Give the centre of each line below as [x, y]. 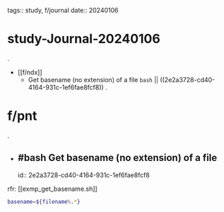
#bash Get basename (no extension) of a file [117, 158]
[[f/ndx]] [30, 72]
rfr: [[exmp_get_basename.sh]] [52, 189]
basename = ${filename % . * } [44, 201]
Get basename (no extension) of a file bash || [93, 79]
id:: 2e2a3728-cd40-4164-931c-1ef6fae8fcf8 [84, 175]
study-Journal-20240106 [84, 39]
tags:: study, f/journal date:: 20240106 [63, 10]
